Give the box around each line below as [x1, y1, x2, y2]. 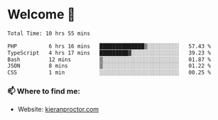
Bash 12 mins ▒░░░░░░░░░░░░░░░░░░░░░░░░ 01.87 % [7, 56, 212, 63]
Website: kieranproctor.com [17, 105, 99, 114]
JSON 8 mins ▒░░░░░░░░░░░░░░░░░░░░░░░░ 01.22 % [7, 62, 212, 70]
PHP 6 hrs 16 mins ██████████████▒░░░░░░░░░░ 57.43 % [7, 43, 212, 50]
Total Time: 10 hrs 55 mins [7, 30, 91, 37]
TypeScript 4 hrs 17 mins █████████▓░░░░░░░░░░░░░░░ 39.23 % [7, 49, 212, 56]
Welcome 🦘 [7, 6, 76, 23]
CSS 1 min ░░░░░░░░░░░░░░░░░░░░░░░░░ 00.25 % [7, 69, 212, 77]
